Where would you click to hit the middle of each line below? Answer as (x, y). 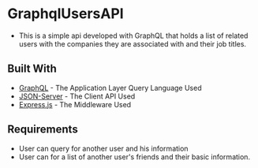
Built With (32, 69)
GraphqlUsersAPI (65, 14)
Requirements (43, 130)
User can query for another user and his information (103, 148)
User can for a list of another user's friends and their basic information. (134, 157)
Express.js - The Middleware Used (75, 104)
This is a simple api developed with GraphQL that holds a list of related (133, 35)
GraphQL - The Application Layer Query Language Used (110, 88)
